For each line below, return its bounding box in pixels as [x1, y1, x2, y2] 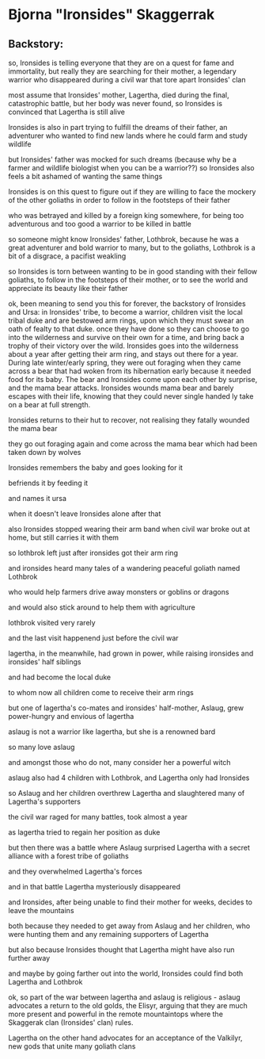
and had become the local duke [8, 672, 112, 682]
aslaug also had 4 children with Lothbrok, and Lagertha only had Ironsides [8, 773, 250, 782]
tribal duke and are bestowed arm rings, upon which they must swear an [8, 315, 244, 325]
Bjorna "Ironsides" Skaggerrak [8, 6, 215, 24]
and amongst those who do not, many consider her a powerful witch [8, 758, 231, 767]
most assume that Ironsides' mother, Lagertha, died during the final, [8, 90, 229, 100]
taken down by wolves [8, 448, 81, 457]
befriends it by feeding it [8, 478, 89, 487]
